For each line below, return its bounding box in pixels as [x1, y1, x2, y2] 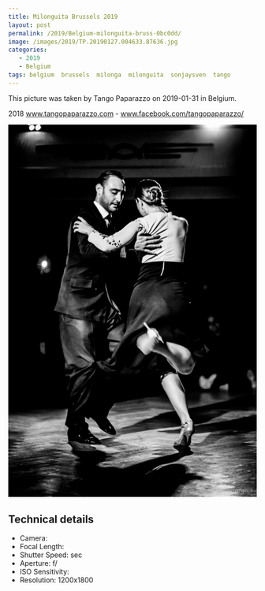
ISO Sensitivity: [19, 567, 69, 577]
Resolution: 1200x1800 [19, 575, 94, 585]
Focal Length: [19, 542, 65, 552]
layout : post [8, 20, 51, 29]
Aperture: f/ [19, 559, 58, 568]
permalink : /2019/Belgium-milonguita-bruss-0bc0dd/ [8, 29, 181, 37]
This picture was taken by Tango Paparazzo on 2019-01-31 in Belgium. [8, 93, 237, 102]
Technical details [8, 512, 95, 526]
